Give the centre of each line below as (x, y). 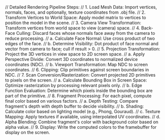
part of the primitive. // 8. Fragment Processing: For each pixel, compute (78, 96)
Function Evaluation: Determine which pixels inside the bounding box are (79, 91)
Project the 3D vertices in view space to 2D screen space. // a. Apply (75, 54)
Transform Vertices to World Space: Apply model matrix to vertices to (76, 17)
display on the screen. (28, 132)
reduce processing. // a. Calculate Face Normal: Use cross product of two (80, 38)
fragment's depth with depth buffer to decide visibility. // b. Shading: (75, 106)
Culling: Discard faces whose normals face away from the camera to (85, 33)
